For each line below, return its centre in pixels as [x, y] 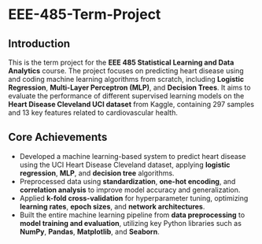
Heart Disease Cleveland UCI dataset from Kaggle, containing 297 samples [131, 104]
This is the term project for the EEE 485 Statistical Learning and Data [121, 62]
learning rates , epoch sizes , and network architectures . [112, 206]
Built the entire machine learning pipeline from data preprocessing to [132, 215]
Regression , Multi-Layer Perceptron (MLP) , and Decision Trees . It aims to [129, 87]
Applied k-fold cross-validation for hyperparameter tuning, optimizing [134, 198]
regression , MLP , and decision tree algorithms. [97, 173]
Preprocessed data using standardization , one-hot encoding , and [127, 181]
